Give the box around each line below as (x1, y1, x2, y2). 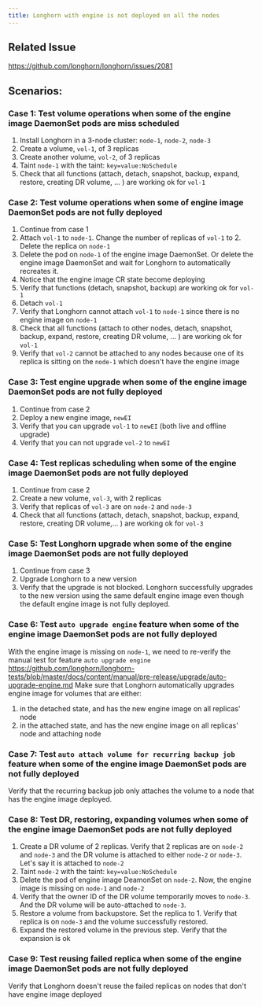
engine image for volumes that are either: (8, 688, 142, 698)
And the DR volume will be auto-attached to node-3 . (19, 900, 186, 909)
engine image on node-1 (19, 315, 98, 325)
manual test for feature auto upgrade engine (8, 655, 151, 665)
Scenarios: (8, 84, 63, 98)
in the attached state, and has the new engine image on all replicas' (19, 721, 238, 730)
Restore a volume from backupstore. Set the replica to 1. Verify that (19, 909, 238, 918)
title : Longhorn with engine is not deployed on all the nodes (8, 11, 220, 20)
